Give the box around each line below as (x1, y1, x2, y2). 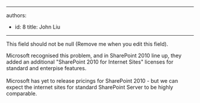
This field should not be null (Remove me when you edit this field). (6, 40, 168, 48)
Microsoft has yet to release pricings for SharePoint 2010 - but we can (6, 77, 179, 84)
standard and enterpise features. (6, 65, 87, 71)
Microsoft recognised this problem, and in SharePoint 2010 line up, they (6, 52, 182, 59)
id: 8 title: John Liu (14, 23, 61, 30)
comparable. (6, 90, 37, 97)
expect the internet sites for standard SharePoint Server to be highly (6, 84, 174, 90)
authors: (6, 12, 27, 18)
